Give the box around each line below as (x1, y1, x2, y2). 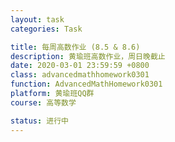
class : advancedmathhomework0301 (10, 70, 150, 80)
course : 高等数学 (10, 97, 77, 108)
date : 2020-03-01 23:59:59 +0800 (10, 61, 150, 71)
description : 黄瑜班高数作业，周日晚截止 (10, 51, 166, 61)
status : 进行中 (10, 116, 69, 126)
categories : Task (10, 24, 83, 34)
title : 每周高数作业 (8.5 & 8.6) (10, 42, 141, 52)
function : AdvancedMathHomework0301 (10, 79, 163, 90)
